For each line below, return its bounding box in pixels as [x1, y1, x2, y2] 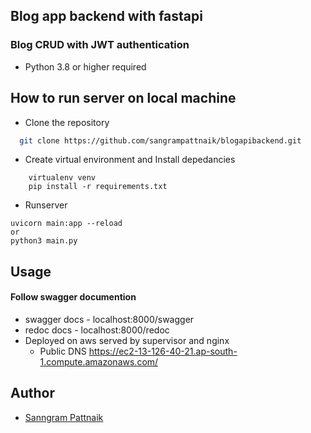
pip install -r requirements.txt [28, 182, 168, 192]
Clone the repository [24, 116, 110, 128]
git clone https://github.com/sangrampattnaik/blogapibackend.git [19, 135, 302, 146]
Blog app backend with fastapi [10, 8, 203, 25]
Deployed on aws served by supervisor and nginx [24, 334, 230, 346]
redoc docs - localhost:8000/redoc [24, 324, 170, 336]
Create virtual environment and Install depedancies [24, 154, 236, 166]
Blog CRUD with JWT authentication [10, 38, 190, 52]
